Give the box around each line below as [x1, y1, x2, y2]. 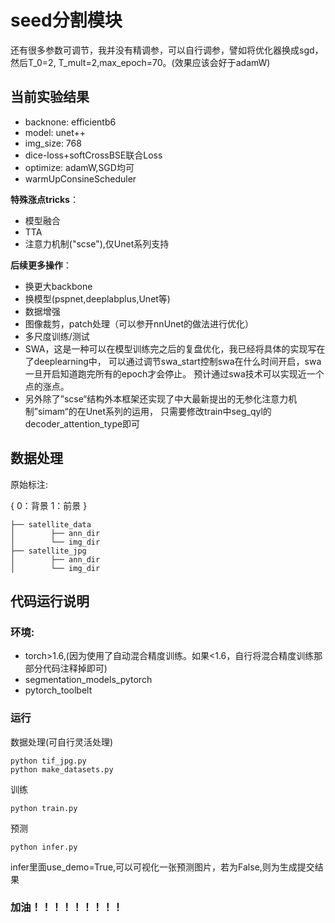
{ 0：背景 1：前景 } [10, 499, 88, 511]
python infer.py [10, 842, 78, 852]
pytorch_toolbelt [24, 684, 93, 696]
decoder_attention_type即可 [24, 417, 141, 430]
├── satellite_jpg [10, 546, 87, 556]
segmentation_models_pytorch [24, 674, 153, 686]
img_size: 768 [24, 137, 82, 149]
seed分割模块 [10, 9, 123, 32]
